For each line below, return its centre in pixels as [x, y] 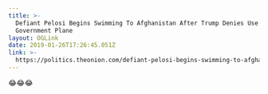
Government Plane [44, 30]
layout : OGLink [33, 38]
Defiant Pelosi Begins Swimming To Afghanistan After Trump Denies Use [137, 23]
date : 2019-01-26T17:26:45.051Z [62, 45]
